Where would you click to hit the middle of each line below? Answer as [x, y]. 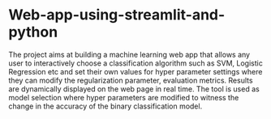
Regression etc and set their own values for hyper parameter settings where [135, 71]
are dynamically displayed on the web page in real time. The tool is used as [134, 89]
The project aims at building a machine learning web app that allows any [129, 54]
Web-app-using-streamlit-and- [117, 15]
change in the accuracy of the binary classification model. [105, 106]
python [33, 32]
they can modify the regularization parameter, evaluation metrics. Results [131, 80]
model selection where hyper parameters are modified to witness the [124, 97]
